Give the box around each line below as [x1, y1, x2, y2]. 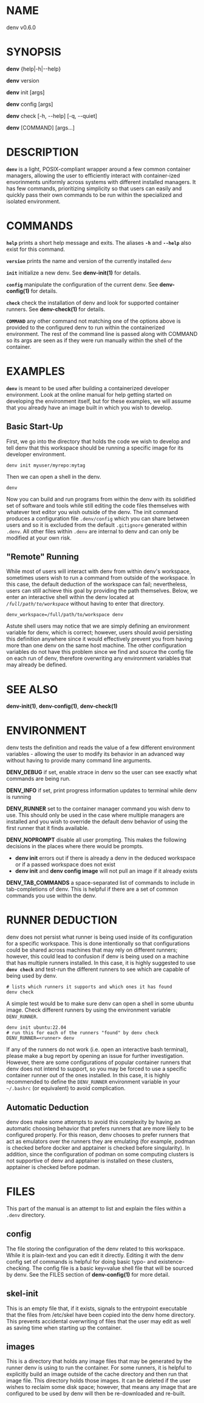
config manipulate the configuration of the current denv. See [6, 281, 158, 288]
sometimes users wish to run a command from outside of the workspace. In [6, 574, 195, 581]
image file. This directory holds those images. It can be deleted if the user [6, 1377, 191, 1384]
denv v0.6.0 [6, 24, 36, 31]
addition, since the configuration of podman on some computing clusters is [6, 1150, 194, 1158]
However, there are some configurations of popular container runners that [6, 1058, 191, 1066]
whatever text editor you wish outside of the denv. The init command [6, 508, 178, 515]
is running [6, 794, 32, 801]
